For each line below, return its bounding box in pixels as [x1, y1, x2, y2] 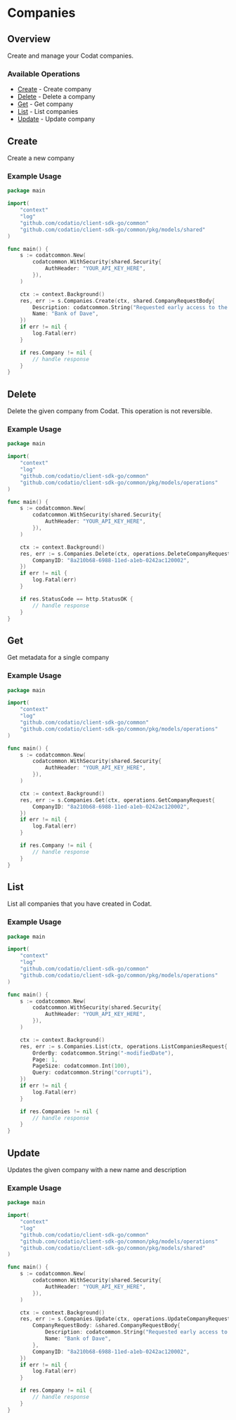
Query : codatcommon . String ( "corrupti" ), [32, 1069, 152, 1076]
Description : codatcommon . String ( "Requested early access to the [32, 304, 228, 311]
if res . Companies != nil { [20, 1108, 99, 1115]
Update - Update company [17, 115, 96, 124]
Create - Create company [17, 85, 92, 93]
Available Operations [7, 69, 81, 79]
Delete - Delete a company [17, 93, 96, 101]
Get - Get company [17, 100, 74, 108]
